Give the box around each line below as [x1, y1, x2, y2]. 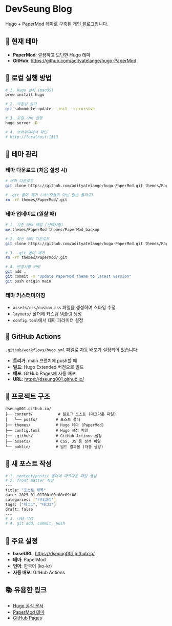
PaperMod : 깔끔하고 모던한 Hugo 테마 [12, 52, 91, 58]
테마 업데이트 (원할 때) [5, 210, 57, 217]
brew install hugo [5, 92, 45, 97]
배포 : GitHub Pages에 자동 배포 [12, 370, 76, 376]
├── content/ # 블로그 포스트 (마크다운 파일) [5, 411, 117, 417]
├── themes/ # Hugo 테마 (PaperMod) [5, 422, 104, 428]
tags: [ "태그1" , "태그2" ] [5, 502, 56, 507]
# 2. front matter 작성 [5, 478, 54, 483]
